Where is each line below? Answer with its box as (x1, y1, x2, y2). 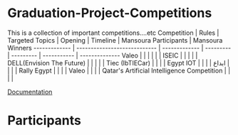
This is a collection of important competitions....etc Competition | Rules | (7, 28, 219, 37)
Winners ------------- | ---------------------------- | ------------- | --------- (7, 43, 232, 52)
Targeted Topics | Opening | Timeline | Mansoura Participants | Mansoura (7, 36, 223, 44)
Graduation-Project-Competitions (7, 5, 212, 21)
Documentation (7, 87, 53, 96)
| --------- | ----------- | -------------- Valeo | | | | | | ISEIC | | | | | (7, 51, 198, 60)
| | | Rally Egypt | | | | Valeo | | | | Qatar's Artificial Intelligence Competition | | (7, 66, 231, 75)
